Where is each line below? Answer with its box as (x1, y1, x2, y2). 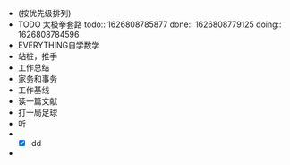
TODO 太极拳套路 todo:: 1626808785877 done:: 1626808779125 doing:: (17, 19, 282, 30)
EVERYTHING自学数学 (17, 39, 100, 50)
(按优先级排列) (17, 8, 72, 18)
